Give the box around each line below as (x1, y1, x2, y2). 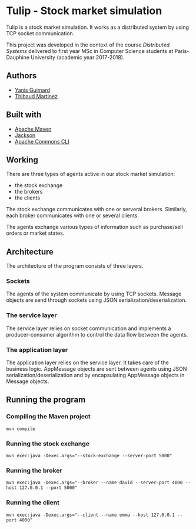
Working (6, 155, 38, 165)
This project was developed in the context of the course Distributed (6, 41, 170, 48)
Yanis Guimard (14, 86, 51, 94)
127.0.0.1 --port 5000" (19, 485, 78, 491)
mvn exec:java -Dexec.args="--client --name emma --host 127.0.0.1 (6, 512, 175, 518)
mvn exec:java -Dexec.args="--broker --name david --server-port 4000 (6, 480, 183, 486)
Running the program (6, 395, 86, 405)
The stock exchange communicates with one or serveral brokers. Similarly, (6, 206, 187, 213)
